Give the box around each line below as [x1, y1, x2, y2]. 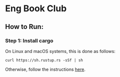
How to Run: [5, 23, 44, 31]
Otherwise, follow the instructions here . [5, 66, 86, 72]
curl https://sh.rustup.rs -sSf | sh [5, 57, 83, 63]
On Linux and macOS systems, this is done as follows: [5, 48, 116, 54]
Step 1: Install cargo [5, 37, 54, 44]
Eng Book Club [5, 3, 67, 14]
